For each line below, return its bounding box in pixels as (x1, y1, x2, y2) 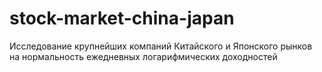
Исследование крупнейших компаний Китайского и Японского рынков (9, 40, 313, 52)
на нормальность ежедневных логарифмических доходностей (9, 50, 278, 62)
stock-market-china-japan (9, 7, 235, 30)
